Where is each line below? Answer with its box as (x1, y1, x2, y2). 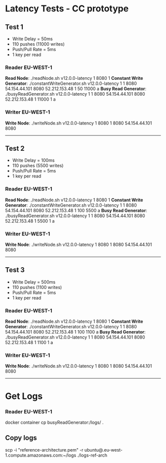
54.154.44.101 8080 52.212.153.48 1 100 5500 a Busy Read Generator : (5, 207, 147, 213)
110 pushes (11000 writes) (12, 41, 65, 47)
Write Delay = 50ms (12, 36, 53, 42)
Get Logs (5, 390, 43, 402)
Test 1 (5, 23, 24, 31)
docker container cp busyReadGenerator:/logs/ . (5, 419, 104, 425)
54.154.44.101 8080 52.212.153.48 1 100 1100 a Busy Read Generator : (5, 329, 146, 335)
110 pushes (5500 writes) (12, 163, 64, 169)
